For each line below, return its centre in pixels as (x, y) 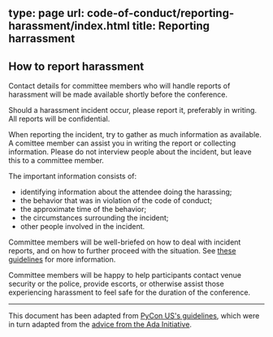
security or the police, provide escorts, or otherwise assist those (117, 284)
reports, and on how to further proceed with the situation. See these (122, 251)
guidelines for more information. (62, 260)
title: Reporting (171, 26)
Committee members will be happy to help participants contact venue (125, 275)
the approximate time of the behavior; (83, 210)
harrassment (42, 39)
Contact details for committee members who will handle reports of (119, 86)
